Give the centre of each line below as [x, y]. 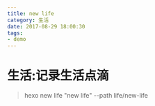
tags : [15, 33]
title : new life [31, 14]
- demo [17, 39]
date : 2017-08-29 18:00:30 [46, 26]
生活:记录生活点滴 [58, 76]
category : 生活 [28, 20]
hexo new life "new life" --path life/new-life [86, 96]
